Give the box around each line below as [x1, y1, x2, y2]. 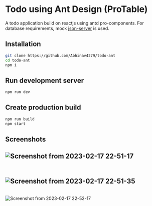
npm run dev [5, 89, 30, 94]
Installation [5, 40, 41, 48]
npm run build [5, 116, 35, 121]
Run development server [5, 76, 84, 84]
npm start [5, 121, 26, 126]
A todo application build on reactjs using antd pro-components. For [5, 20, 144, 26]
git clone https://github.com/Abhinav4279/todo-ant [5, 53, 115, 58]
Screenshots [5, 135, 46, 143]
